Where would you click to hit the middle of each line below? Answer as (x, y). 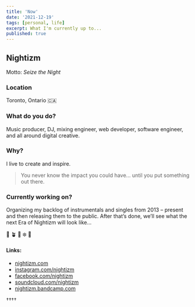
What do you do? (31, 116)
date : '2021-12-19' (30, 17)
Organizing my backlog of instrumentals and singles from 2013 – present (95, 210)
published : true (26, 34)
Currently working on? (39, 197)
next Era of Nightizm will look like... (49, 223)
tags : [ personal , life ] (36, 23)
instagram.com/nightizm (44, 270)
